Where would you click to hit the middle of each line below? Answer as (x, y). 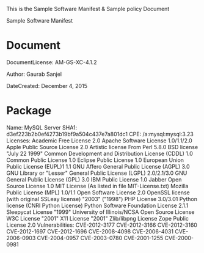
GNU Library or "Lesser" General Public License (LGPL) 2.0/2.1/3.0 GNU (97, 173)
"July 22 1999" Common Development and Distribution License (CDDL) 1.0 (100, 153)
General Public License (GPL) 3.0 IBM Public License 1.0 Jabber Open (94, 179)
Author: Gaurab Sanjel (34, 74)
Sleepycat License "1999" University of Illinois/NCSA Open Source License (100, 212)
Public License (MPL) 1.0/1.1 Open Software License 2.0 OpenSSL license (98, 193)
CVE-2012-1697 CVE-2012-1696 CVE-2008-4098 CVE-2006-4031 (90, 231)
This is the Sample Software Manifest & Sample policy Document (88, 9)
